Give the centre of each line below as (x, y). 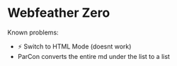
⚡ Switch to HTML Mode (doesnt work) (74, 46)
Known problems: (33, 32)
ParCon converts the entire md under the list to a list (93, 56)
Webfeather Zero (59, 13)
